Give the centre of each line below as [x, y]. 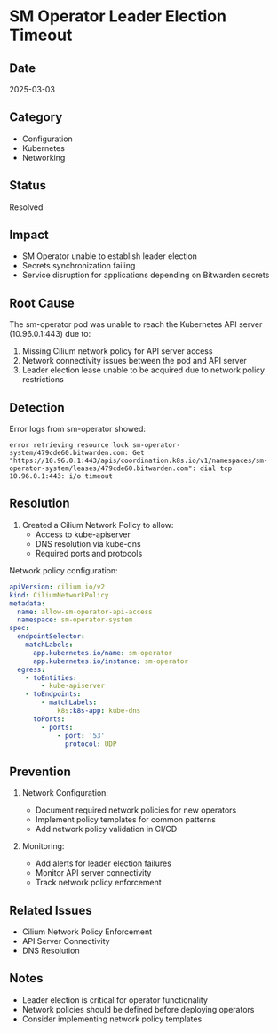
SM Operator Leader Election [118, 16]
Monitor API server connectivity [93, 873]
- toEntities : [51, 677]
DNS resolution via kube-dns [88, 543]
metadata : [28, 603]
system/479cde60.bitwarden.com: [69, 453]
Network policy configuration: [64, 570]
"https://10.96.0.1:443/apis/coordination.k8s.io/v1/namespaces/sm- [139, 461]
